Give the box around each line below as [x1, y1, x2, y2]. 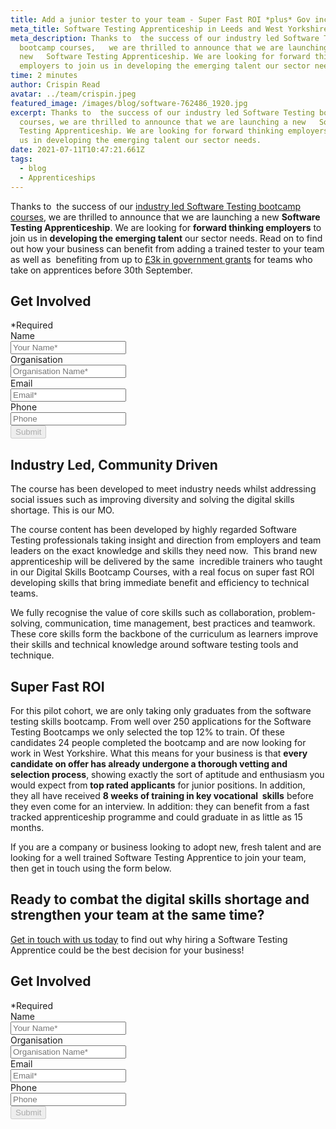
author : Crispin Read [10, 80, 101, 90]
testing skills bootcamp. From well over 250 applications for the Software [10, 715, 312, 727]
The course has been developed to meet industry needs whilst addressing [10, 483, 317, 495]
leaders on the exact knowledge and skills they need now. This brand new [10, 545, 318, 557]
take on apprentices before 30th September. [10, 264, 193, 276]
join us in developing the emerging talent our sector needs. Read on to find [10, 232, 323, 244]
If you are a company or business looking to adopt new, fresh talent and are [10, 841, 322, 853]
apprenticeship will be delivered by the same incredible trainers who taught [10, 556, 323, 568]
